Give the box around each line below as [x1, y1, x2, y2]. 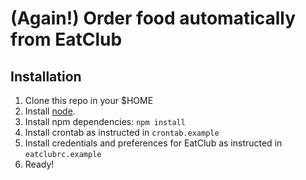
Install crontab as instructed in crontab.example [24, 127, 220, 138]
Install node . [24, 105, 76, 117]
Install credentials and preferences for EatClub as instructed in [24, 137, 283, 149]
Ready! [24, 158, 55, 170]
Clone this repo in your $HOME [24, 95, 154, 106]
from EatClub [10, 28, 123, 51]
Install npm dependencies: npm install [24, 116, 186, 127]
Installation [10, 68, 82, 85]
